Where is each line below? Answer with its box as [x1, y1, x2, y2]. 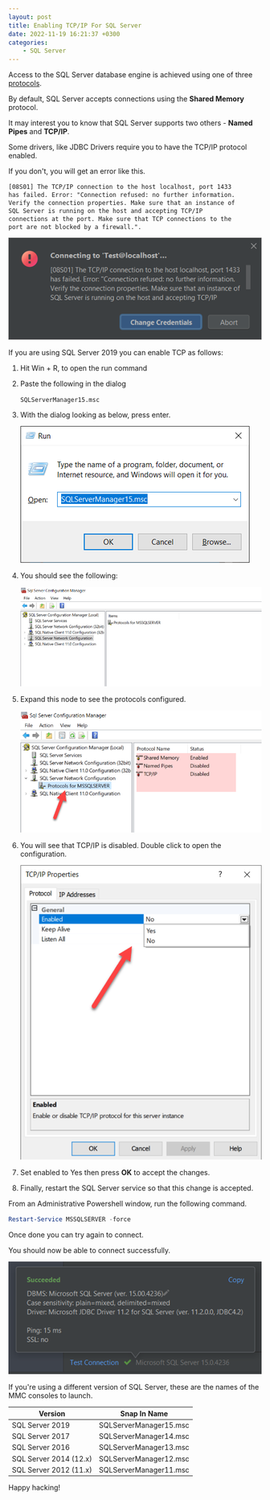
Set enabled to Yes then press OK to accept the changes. [19, 1168, 211, 1178]
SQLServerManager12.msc [99, 1453, 190, 1463]
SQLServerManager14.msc [99, 1432, 190, 1441]
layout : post [8, 13, 52, 21]
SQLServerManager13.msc [99, 1443, 190, 1453]
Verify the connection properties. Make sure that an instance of [8, 199, 235, 207]
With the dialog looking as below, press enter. [19, 410, 171, 420]
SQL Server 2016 [11, 1443, 71, 1453]
